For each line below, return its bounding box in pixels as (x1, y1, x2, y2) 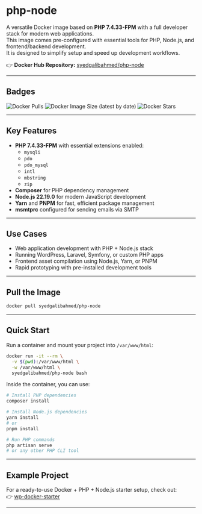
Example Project (6, 470, 69, 480)
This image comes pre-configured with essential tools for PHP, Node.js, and (6, 36, 194, 43)
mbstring (23, 175, 46, 181)
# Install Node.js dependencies (6, 409, 87, 415)
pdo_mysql (23, 162, 49, 168)
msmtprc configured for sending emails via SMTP (14, 205, 139, 213)
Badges (6, 87, 35, 97)
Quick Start (6, 325, 50, 336)
